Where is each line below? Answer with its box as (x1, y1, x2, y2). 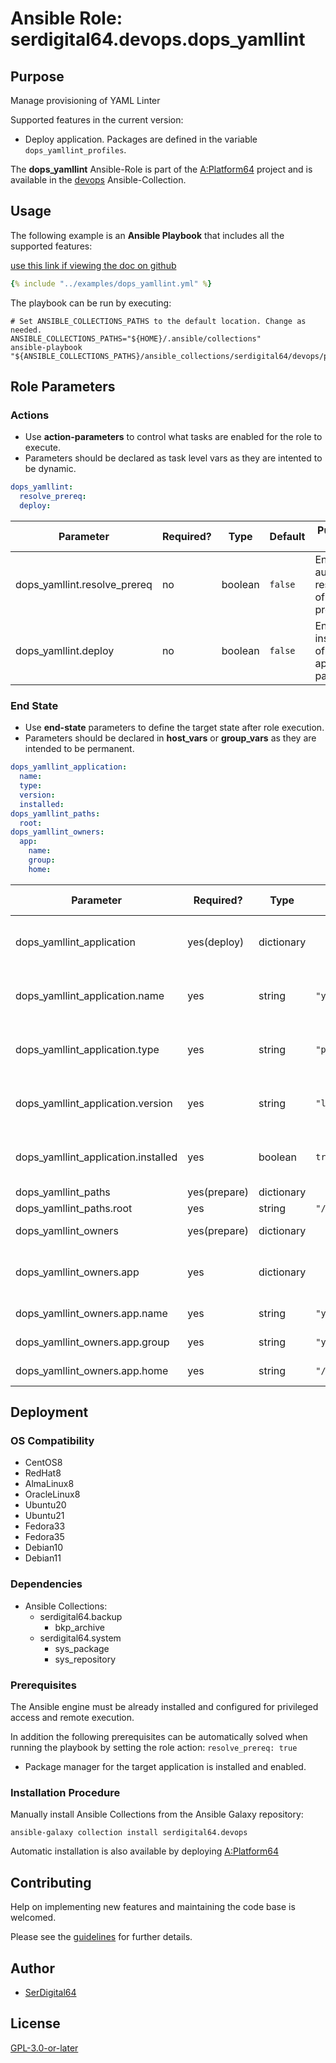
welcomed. (10, 1912, 57, 1924)
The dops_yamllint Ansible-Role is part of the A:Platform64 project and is (10, 163, 313, 175)
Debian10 (24, 1542, 64, 1554)
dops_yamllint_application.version (15, 1096, 173, 1110)
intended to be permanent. (24, 743, 135, 755)
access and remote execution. (10, 1712, 135, 1724)
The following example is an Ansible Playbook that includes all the (10, 229, 285, 241)
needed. (10, 325, 43, 335)
